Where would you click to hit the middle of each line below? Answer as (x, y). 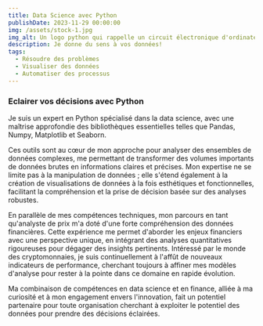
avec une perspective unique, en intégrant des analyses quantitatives (120, 240)
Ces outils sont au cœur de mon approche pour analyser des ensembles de (130, 150)
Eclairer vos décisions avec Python (76, 101)
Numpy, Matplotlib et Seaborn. (58, 135)
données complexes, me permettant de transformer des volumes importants (131, 158)
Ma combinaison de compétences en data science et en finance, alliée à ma (130, 288)
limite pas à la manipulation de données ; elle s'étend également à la (118, 175)
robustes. (23, 200)
